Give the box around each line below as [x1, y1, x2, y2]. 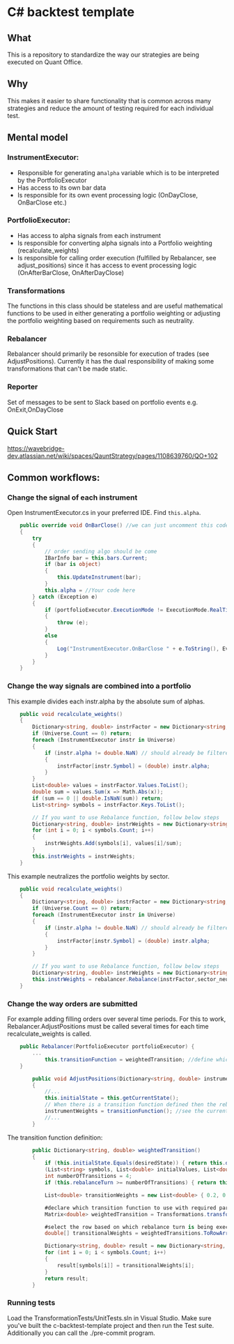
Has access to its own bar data [17, 183, 107, 192]
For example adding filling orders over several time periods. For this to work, [7, 1015, 226, 1023]
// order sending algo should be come [44, 548, 157, 555]
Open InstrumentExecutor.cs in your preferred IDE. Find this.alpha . [7, 509, 201, 517]
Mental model [7, 132, 68, 144]
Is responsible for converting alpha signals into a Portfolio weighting [17, 239, 212, 247]
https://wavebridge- [7, 444, 65, 452]
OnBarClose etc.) [17, 198, 68, 207]
